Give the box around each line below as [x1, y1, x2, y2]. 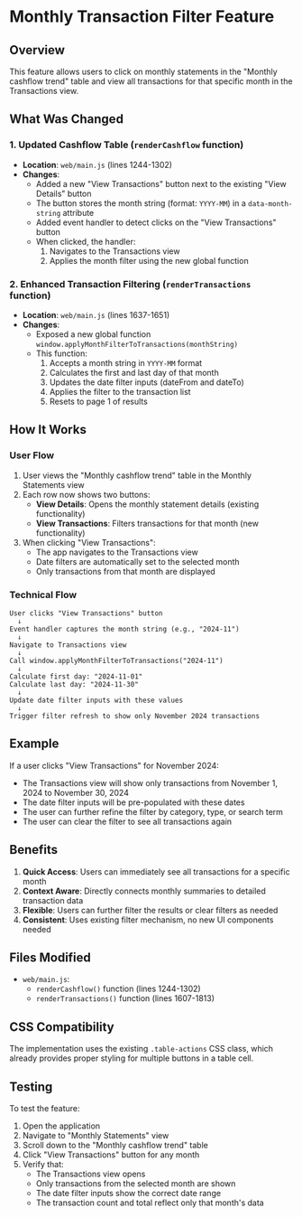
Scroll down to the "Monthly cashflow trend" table [22, 1140, 209, 1151]
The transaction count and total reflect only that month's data [35, 1197, 264, 1208]
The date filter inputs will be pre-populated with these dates [22, 797, 245, 808]
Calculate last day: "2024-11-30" [9, 679, 140, 688]
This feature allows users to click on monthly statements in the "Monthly [9, 66, 278, 77]
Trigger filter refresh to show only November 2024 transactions [9, 711, 260, 720]
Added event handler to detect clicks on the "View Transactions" [35, 217, 277, 228]
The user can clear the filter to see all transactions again [22, 816, 233, 827]
